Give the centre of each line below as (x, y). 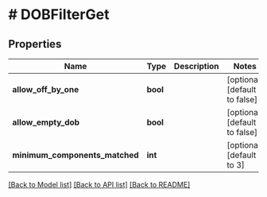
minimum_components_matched (75, 155)
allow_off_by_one (46, 89)
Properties (35, 44)
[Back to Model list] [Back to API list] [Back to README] (99, 185)
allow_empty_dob (46, 122)
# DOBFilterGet (59, 15)
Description (197, 66)
